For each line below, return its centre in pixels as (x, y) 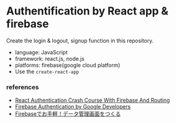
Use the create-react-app (47, 71)
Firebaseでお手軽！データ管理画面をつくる (68, 114)
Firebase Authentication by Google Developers (73, 107)
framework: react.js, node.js (50, 58)
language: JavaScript (41, 52)
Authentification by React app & (87, 11)
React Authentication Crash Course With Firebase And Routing (92, 100)
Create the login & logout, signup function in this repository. (80, 40)
